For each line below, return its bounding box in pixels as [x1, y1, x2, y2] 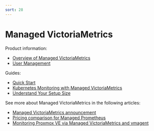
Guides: [5, 70, 21, 76]
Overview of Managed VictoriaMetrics [12, 55, 90, 61]
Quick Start [12, 79, 36, 85]
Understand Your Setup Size [12, 90, 71, 96]
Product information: [5, 45, 47, 51]
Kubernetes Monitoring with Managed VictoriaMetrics [12, 85, 123, 91]
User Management [12, 60, 51, 66]
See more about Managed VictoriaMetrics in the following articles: [5, 100, 141, 106]
